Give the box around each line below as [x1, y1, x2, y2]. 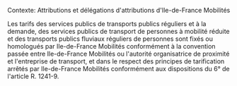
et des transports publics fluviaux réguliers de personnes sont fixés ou [7, 35, 214, 43]
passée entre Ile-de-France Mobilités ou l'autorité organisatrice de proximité [7, 49, 230, 58]
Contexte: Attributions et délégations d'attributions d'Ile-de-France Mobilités [7, 6, 231, 14]
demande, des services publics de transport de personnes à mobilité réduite [7, 27, 230, 35]
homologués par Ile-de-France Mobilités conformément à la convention [7, 42, 216, 50]
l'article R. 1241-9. [7, 72, 59, 80]
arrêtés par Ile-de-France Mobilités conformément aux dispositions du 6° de [7, 65, 230, 73]
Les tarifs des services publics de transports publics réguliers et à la [7, 20, 207, 27]
